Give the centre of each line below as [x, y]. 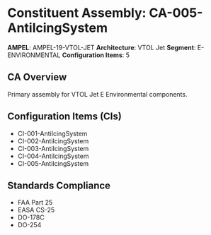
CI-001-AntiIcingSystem [52, 133]
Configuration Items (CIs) [64, 117]
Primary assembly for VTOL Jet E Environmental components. [97, 94]
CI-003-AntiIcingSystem [53, 148]
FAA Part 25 [35, 203]
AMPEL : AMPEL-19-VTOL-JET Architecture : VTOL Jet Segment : [102, 47]
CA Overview [37, 77]
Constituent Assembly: [77, 13]
